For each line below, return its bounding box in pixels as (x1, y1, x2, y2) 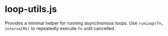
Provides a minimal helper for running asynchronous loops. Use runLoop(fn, (5, 20, 164, 26)
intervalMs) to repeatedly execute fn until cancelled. (5, 25, 116, 31)
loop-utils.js (5, 3, 57, 15)
